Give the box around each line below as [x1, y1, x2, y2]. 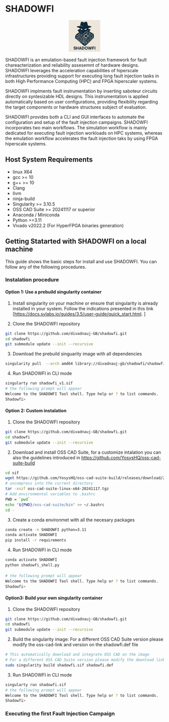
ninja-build [12, 196, 35, 202]
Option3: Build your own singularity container [5, 595, 103, 601]
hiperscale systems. [5, 140, 47, 147]
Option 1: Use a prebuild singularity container [5, 289, 102, 295]
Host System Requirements [5, 155, 93, 164]
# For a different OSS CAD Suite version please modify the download [5, 657, 154, 662]
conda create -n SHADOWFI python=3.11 [5, 527, 87, 532]
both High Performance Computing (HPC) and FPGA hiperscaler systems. [5, 78, 158, 84]
